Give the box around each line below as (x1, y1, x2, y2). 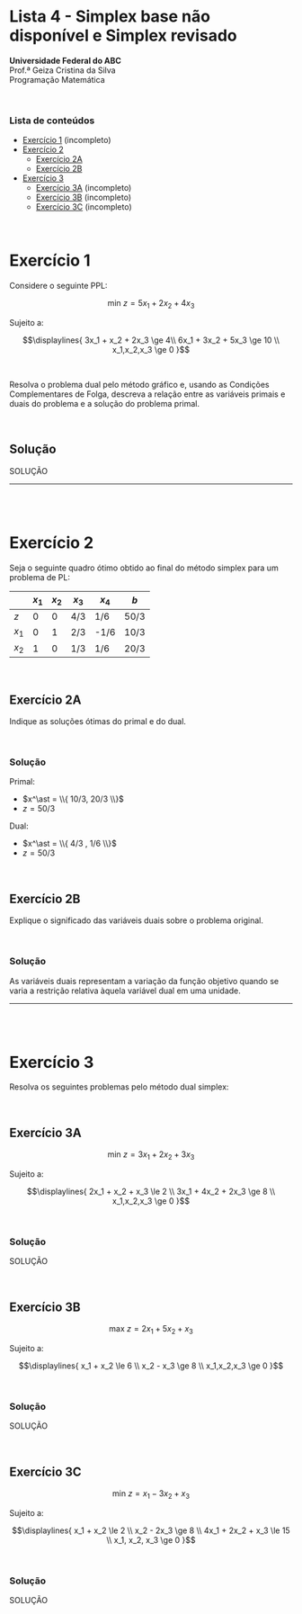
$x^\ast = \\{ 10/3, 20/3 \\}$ (22, 794, 124, 804)
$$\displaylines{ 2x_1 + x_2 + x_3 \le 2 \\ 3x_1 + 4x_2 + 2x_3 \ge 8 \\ (26, 1186, 276, 1197)
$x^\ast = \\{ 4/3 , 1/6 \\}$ (22, 838, 117, 849)
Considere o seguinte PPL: (9, 281, 108, 291)
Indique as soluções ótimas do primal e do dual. (9, 716, 187, 727)
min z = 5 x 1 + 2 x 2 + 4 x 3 (107, 298, 195, 310)
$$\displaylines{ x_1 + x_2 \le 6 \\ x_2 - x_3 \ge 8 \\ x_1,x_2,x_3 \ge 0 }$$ (18, 1360, 284, 1371)
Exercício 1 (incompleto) (22, 135, 111, 146)
